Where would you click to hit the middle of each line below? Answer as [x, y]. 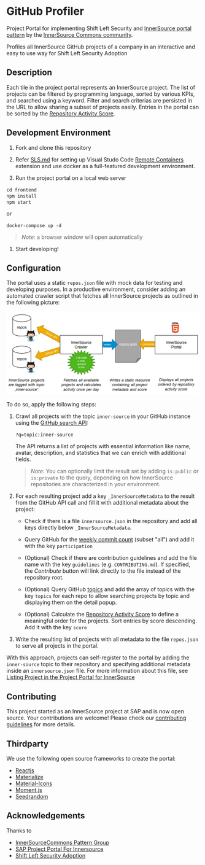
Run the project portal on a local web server [71, 178]
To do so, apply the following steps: [51, 405]
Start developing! [37, 249]
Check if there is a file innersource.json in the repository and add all [111, 521]
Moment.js [29, 790]
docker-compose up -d [34, 225]
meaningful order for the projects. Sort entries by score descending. [111, 621]
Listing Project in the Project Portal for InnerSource [71, 677]
